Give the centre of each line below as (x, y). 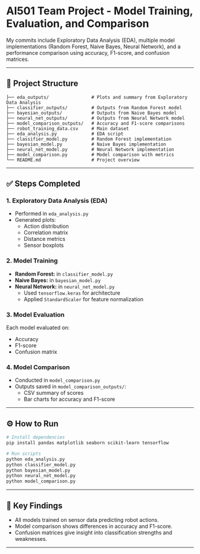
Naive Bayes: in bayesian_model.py (58, 280)
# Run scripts (24, 454)
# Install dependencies (36, 437)
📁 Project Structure (42, 84)
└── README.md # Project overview (73, 160)
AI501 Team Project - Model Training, (100, 11)
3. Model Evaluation (35, 314)
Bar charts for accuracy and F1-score (69, 399)
